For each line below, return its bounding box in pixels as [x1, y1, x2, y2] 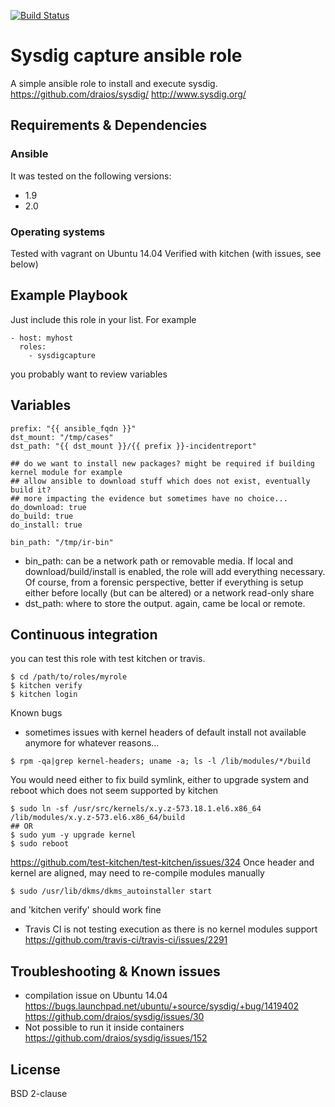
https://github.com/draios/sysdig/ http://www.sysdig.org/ [10, 88, 247, 100]
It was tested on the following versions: [10, 170, 172, 182]
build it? [10, 485, 52, 495]
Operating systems [10, 225, 106, 239]
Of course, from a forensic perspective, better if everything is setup [24, 576, 304, 588]
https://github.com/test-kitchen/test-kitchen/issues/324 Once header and [10, 856, 315, 869]
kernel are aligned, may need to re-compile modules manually [10, 867, 265, 879]
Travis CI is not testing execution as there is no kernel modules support [24, 923, 318, 935]
